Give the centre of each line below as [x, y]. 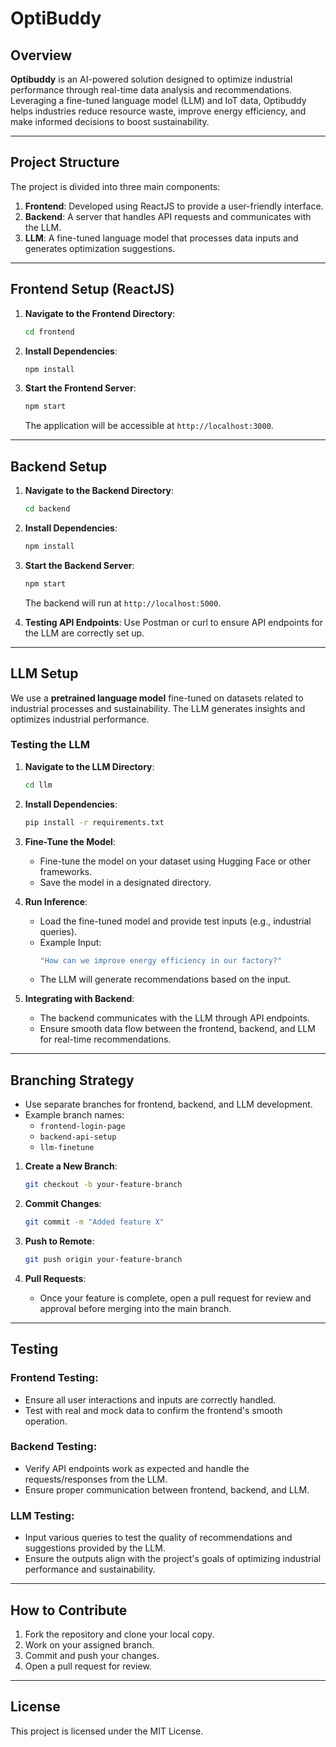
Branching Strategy [72, 1080]
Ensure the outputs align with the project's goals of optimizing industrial [173, 1559]
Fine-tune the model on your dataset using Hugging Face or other [175, 861]
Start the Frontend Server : [80, 388]
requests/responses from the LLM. [96, 1479]
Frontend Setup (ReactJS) [92, 289]
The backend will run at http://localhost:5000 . [123, 603]
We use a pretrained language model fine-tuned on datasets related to [157, 698]
